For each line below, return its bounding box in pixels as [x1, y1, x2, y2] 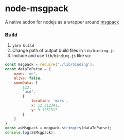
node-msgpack [5, 3, 69, 14]
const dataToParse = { [5, 67, 51, 72]
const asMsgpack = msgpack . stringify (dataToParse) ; [5, 125, 112, 131]
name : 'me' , [14, 71, 38, 76]
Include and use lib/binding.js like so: [12, 53, 91, 59]
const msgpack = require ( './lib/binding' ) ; [5, 62, 95, 67]
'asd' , [22, 89, 36, 94]
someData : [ [14, 80, 38, 85]
